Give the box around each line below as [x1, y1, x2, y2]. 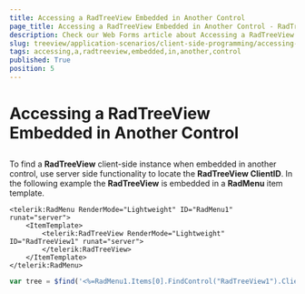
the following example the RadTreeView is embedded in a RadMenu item [9, 178, 283, 189]
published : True [9, 56, 71, 65]
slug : [9, 38, 30, 48]
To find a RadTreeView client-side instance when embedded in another [9, 158, 277, 169]
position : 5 [9, 65, 54, 74]
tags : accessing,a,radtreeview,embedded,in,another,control [9, 47, 242, 56]
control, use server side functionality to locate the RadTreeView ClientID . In [9, 168, 293, 179]
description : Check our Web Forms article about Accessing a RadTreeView [9, 30, 295, 39]
